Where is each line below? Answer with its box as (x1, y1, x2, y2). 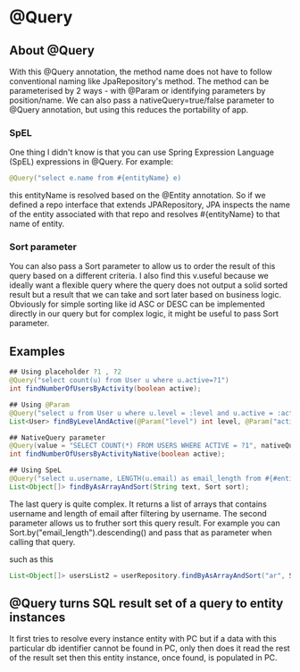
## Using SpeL (9, 466, 62, 475)
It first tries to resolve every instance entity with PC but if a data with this (9, 634, 277, 644)
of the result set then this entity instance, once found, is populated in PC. (9, 652, 279, 663)
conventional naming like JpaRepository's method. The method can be (9, 76, 270, 87)
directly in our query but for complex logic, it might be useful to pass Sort (9, 308, 279, 319)
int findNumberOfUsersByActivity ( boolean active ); (9, 384, 202, 393)
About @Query (9, 43, 96, 58)
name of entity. (9, 218, 65, 230)
